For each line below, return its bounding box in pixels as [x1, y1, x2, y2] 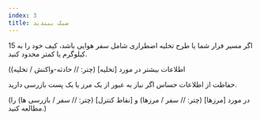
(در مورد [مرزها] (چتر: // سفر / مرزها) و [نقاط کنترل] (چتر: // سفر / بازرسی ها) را [8, 95, 251, 104]
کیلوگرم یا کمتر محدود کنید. [8, 49, 88, 58]
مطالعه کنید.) [8, 103, 47, 113]
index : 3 [8, 11, 37, 20]
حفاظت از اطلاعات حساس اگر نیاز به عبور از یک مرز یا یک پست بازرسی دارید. [8, 80, 237, 89]
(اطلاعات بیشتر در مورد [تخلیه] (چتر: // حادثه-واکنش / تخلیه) [8, 64, 186, 73]
